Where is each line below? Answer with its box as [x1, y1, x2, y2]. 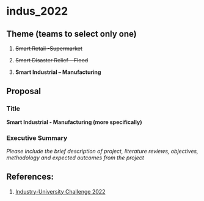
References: [6, 172, 54, 182]
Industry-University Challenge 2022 [15, 188, 106, 195]
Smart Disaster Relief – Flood [15, 57, 89, 64]
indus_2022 [6, 4, 68, 18]
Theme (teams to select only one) [6, 29, 137, 39]
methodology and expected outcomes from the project [6, 154, 145, 161]
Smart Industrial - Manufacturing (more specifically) [6, 118, 142, 126]
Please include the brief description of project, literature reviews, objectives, [6, 147, 199, 155]
